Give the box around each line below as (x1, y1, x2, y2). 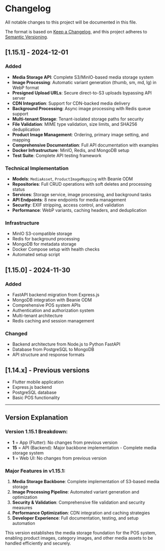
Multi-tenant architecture (12, 313, 63, 319)
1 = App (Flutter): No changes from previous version (12, 439, 118, 445)
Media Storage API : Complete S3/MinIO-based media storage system (12, 74, 154, 80)
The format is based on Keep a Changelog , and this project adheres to (5, 29, 147, 34)
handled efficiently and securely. (5, 540, 71, 546)
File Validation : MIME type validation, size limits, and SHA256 (12, 121, 137, 127)
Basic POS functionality (12, 395, 60, 401)
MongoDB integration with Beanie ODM (12, 297, 92, 303)
